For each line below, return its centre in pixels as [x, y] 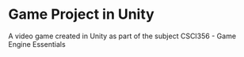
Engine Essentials [37, 44]
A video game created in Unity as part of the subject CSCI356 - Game [122, 36]
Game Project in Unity [81, 14]
